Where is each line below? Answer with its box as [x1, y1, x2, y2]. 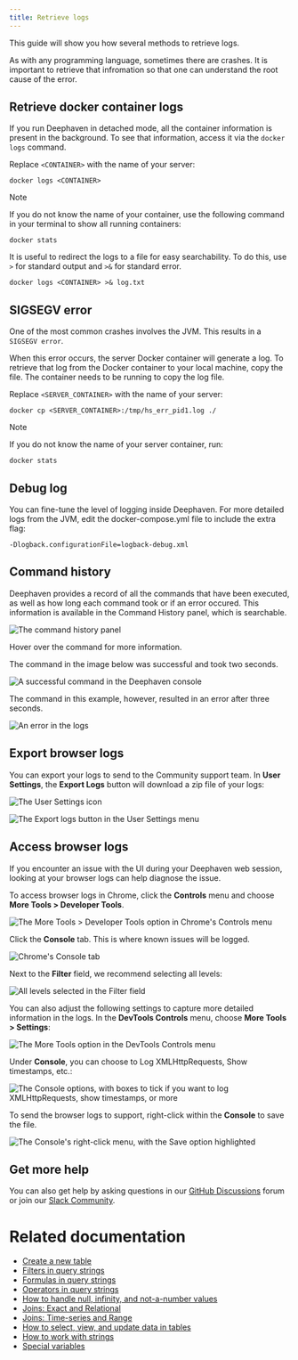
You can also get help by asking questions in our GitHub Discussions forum [9, 1185, 285, 1196]
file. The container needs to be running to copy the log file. [9, 371, 225, 383]
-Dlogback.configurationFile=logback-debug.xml [9, 541, 189, 550]
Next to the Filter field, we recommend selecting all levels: [9, 968, 222, 979]
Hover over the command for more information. [9, 641, 182, 652]
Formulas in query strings [21, 1274, 117, 1285]
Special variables [21, 1341, 85, 1352]
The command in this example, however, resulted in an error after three [9, 693, 270, 704]
